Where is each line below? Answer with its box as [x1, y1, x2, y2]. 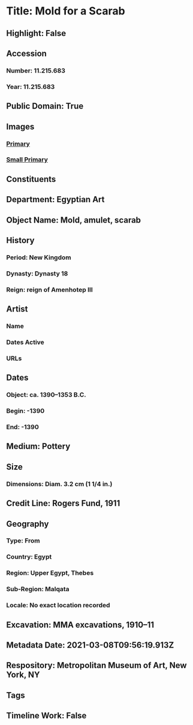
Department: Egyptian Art [6, 194, 105, 205]
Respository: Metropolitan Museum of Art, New [6, 660, 187, 670]
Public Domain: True [6, 101, 84, 112]
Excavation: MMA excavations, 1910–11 [6, 619, 155, 630]
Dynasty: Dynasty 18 [6, 269, 68, 277]
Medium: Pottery [6, 441, 71, 451]
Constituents [6, 174, 56, 184]
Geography [6, 519, 49, 529]
